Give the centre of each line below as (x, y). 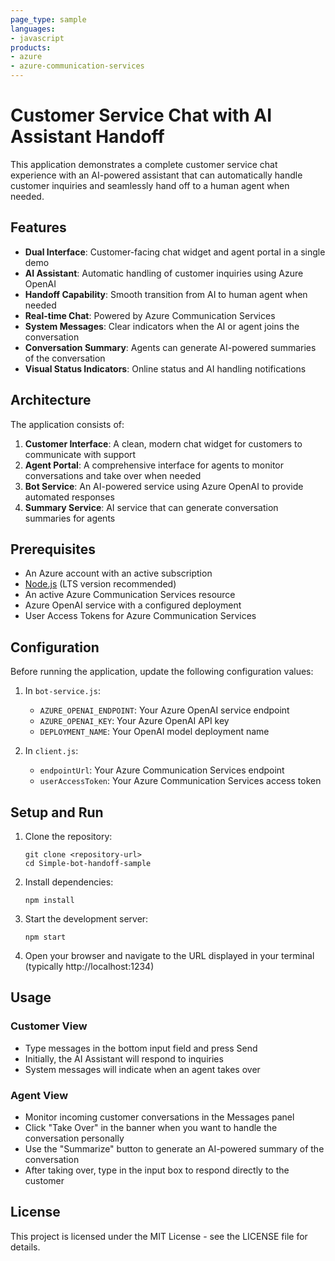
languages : (33, 29)
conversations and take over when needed (113, 475)
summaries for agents (70, 518)
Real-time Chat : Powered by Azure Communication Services (150, 315)
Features (38, 227)
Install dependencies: (69, 882)
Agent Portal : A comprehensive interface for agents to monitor (154, 465)
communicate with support (80, 454)
